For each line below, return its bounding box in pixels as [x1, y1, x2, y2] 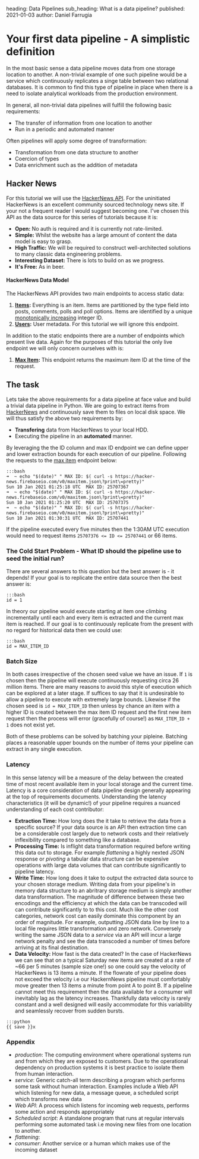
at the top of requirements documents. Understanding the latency [6, 793, 167, 800]
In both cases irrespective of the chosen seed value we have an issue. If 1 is [6, 670, 193, 678]
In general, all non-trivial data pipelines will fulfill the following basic [6, 101, 172, 108]
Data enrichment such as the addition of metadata [14, 161, 138, 169]
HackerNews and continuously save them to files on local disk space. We [6, 408, 185, 415]
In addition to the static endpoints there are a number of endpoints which [6, 332, 185, 339]
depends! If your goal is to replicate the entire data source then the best [6, 574, 182, 582]
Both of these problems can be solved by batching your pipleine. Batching [6, 733, 188, 740]
